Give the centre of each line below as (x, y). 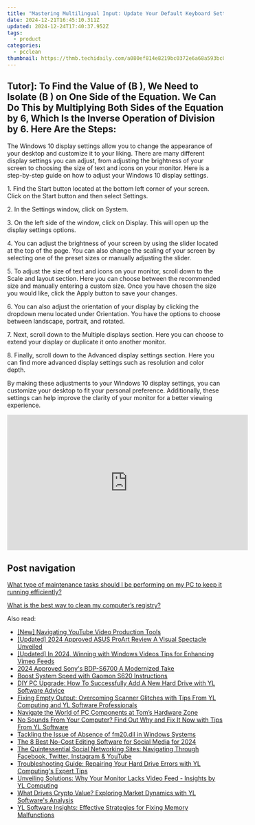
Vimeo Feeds (36, 661)
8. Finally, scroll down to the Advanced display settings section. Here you (111, 355)
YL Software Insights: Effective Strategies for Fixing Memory (103, 808)
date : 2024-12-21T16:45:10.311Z (53, 20)
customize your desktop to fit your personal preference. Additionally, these (113, 390)
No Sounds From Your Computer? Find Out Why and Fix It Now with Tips (120, 720)
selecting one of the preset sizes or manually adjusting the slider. (99, 258)
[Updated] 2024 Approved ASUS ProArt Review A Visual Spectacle (112, 639)
